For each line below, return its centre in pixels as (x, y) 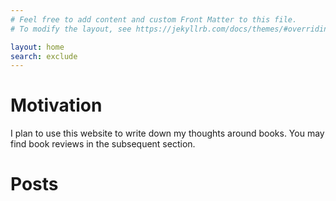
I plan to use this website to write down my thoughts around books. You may (167, 133)
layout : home (37, 47)
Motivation (56, 105)
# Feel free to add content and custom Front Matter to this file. (154, 19)
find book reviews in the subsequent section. (103, 144)
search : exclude (44, 56)
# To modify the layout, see (71, 29)
